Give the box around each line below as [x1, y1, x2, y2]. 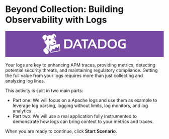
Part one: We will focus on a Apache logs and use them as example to [12, 97, 157, 103]
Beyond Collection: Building [5, 3, 124, 15]
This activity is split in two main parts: [5, 87, 83, 93]
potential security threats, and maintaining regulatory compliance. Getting [5, 67, 158, 73]
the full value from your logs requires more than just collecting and [5, 72, 143, 78]
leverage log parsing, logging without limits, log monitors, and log [12, 102, 148, 108]
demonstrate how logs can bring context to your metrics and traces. [12, 118, 154, 124]
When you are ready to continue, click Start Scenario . [5, 128, 117, 134]
